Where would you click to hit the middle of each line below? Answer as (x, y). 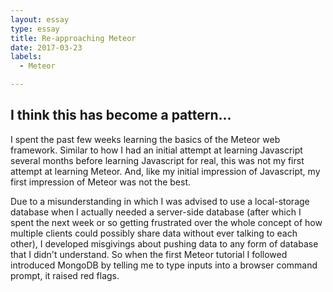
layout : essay (40, 19)
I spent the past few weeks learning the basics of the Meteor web (145, 139)
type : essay (35, 29)
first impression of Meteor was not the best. (101, 182)
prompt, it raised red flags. (65, 275)
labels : (26, 57)
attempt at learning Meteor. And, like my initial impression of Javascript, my (165, 171)
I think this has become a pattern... (121, 115)
